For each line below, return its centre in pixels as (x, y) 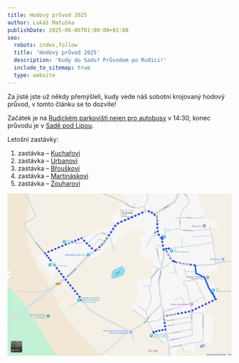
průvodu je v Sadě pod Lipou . (51, 126)
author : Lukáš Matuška (41, 22)
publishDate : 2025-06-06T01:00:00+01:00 (68, 30)
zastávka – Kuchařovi (49, 153)
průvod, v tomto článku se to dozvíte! (62, 104)
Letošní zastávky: (33, 139)
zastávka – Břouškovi (49, 168)
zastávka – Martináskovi (53, 175)
